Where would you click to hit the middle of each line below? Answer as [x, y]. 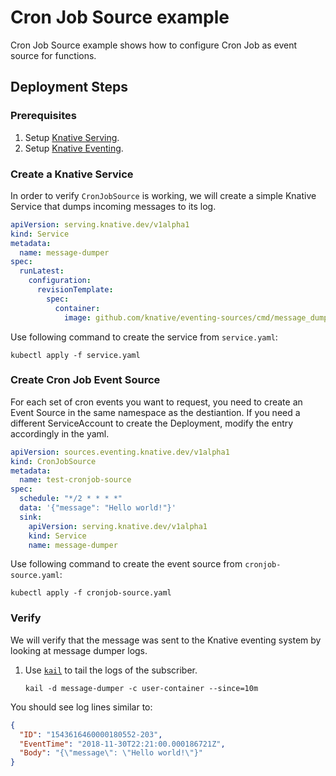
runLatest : [42, 271]
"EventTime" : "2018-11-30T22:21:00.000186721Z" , [122, 744]
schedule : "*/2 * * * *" [71, 499]
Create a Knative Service [72, 174]
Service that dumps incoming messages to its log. [113, 206]
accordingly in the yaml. [60, 433]
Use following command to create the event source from [126, 564]
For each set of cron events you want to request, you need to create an [156, 402]
